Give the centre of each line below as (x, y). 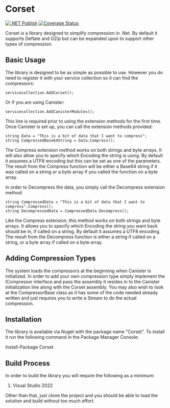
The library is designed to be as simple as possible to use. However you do (84, 72)
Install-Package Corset (29, 347)
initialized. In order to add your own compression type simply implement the (85, 276)
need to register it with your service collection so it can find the (72, 78)
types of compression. (29, 44)
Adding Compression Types (51, 259)
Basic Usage (26, 60)
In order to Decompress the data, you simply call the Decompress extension (85, 187)
